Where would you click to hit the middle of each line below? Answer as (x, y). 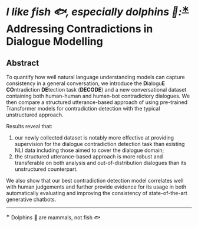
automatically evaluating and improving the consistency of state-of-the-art (97, 193)
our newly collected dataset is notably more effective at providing (94, 138)
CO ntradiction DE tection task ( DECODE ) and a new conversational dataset (96, 90)
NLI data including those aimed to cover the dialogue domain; (89, 150)
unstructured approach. (35, 115)
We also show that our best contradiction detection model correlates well (95, 181)
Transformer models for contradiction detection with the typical (83, 109)
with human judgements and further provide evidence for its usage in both (96, 187)
